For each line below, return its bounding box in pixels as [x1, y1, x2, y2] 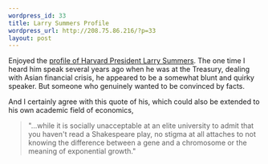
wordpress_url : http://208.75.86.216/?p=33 [8, 26, 156, 34]
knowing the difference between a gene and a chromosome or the [27, 138, 247, 148]
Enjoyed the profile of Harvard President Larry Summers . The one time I [8, 56, 246, 66]
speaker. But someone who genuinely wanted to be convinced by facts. [8, 82, 246, 91]
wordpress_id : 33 [8, 11, 67, 20]
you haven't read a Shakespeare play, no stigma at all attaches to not [27, 130, 257, 139]
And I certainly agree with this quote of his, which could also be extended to [8, 97, 260, 106]
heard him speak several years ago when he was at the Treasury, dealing [8, 65, 250, 74]
